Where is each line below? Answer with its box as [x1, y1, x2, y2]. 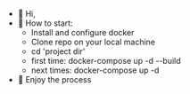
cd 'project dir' [30, 46, 86, 57]
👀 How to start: [17, 18, 73, 28]
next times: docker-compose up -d [30, 65, 160, 75]
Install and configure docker [30, 27, 135, 37]
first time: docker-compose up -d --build [30, 56, 181, 66]
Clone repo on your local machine [30, 36, 156, 47]
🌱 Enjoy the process [17, 74, 92, 84]
